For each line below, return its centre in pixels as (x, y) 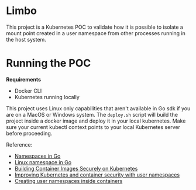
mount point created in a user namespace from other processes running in (96, 33)
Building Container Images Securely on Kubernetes (76, 168)
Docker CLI (28, 91)
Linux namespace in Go (43, 162)
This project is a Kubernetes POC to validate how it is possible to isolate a (94, 27)
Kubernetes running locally (47, 97)
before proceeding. (29, 133)
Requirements (24, 79)
